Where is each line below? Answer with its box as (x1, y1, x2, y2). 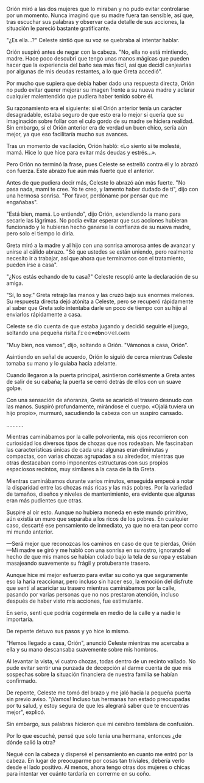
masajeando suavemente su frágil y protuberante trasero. (6, 559, 150, 567)
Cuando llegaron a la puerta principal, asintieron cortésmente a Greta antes (6, 372, 195, 378)
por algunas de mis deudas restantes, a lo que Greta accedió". (6, 68, 163, 75)
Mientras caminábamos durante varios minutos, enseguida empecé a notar (6, 477, 195, 485)
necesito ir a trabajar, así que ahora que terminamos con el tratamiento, (6, 255, 186, 262)
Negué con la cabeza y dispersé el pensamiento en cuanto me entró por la (6, 751, 194, 757)
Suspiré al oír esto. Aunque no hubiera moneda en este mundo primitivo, (6, 509, 188, 516)
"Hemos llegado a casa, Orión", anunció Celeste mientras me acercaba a (6, 639, 189, 647)
